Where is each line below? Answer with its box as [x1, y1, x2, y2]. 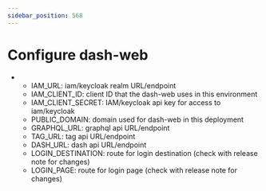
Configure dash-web [7, 45, 149, 64]
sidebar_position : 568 [7, 11, 83, 20]
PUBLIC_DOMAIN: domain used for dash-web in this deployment [30, 115, 244, 124]
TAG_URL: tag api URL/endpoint [30, 131, 136, 141]
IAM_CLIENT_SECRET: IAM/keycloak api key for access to [30, 97, 221, 107]
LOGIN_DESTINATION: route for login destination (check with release [30, 148, 259, 158]
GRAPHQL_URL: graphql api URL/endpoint [30, 123, 170, 132]
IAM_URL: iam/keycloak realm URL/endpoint [30, 80, 177, 90]
